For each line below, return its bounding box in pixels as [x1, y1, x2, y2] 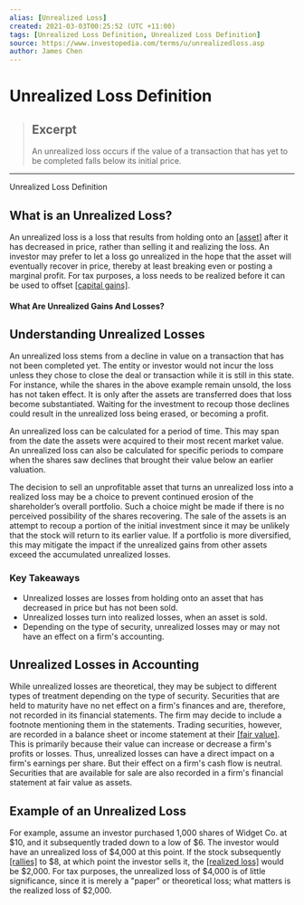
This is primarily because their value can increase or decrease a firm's [9, 738, 272, 749]
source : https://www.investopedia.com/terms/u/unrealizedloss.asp [9, 38, 265, 48]
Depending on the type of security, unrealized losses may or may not [22, 621, 280, 632]
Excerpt [31, 121, 77, 137]
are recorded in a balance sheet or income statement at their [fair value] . [9, 729, 280, 740]
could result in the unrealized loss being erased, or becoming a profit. [9, 408, 269, 419]
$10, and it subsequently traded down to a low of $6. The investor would [9, 837, 280, 848]
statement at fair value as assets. [9, 777, 133, 788]
